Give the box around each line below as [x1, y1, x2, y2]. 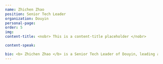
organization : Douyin [5, 16, 49, 21]
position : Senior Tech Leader [5, 12, 66, 16]
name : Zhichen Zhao [5, 7, 45, 12]
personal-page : [5, 20, 36, 26]
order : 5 [5, 25, 23, 30]
